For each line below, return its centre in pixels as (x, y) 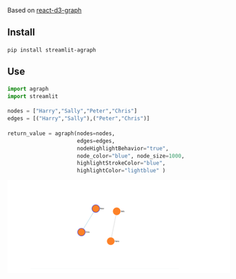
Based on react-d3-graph (45, 10)
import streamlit (33, 96)
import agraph (28, 89)
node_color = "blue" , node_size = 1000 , (131, 156)
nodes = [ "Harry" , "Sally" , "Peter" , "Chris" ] (72, 111)
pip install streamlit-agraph (52, 50)
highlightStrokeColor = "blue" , (121, 163)
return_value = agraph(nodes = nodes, (61, 133)
